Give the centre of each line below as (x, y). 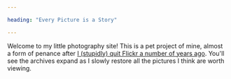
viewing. (19, 68)
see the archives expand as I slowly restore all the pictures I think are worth (116, 61)
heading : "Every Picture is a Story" (62, 20)
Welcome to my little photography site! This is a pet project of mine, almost (115, 45)
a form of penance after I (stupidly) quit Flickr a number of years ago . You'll (116, 53)
